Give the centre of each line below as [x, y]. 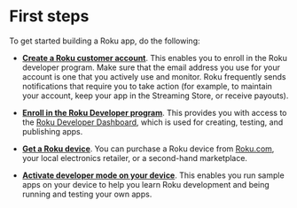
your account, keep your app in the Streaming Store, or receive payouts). [155, 96]
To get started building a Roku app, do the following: [105, 41]
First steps [49, 16]
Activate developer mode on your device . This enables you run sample [153, 175]
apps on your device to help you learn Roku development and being [146, 184]
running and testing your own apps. [87, 194]
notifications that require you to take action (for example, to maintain [147, 86]
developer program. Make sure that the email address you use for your [151, 67]
